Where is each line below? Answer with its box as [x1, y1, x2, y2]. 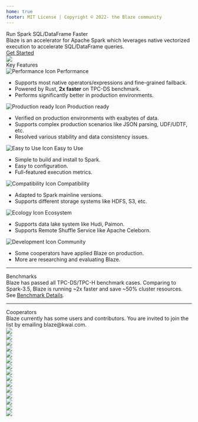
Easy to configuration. [14, 162, 68, 169]
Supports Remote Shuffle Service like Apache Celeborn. [14, 226, 151, 233]
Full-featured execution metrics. [14, 169, 93, 176]
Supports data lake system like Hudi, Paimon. [14, 220, 125, 228]
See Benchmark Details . [6, 291, 65, 298]
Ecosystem [45, 209, 72, 216]
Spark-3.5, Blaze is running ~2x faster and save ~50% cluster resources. [6, 285, 183, 292]
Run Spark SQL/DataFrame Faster [6, 30, 88, 37]
